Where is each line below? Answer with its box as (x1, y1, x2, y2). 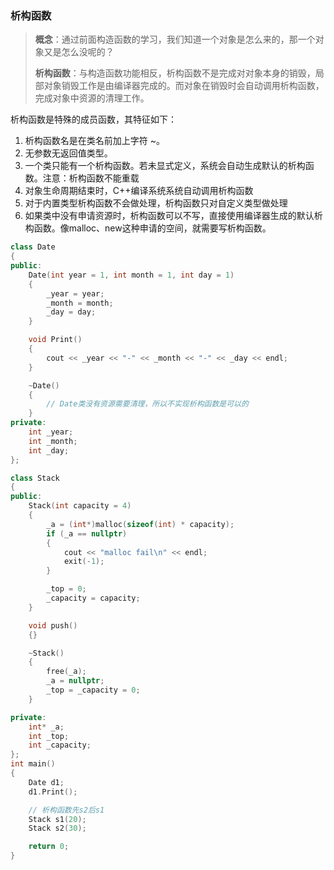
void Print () (28, 335, 83, 345)
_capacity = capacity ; (46, 593, 141, 604)
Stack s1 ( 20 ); (28, 814, 87, 824)
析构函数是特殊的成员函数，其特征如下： (10, 113, 177, 126)
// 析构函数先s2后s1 (28, 805, 105, 815)
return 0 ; (28, 842, 70, 852)
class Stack (10, 473, 60, 483)
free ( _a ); (46, 667, 87, 677)
